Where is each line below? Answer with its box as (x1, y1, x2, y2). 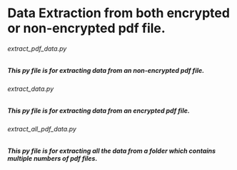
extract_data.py (7, 84, 54, 93)
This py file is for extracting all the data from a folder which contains (7, 146, 216, 155)
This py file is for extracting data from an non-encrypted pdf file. (7, 66, 205, 75)
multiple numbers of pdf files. (7, 154, 98, 163)
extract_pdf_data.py (7, 44, 67, 53)
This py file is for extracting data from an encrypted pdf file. (7, 106, 191, 115)
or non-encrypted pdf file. (7, 20, 166, 36)
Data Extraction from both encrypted (7, 5, 231, 21)
